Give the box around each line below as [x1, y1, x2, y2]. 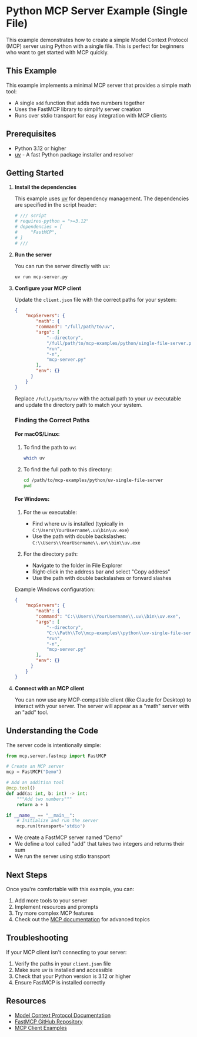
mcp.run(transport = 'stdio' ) [16, 823, 85, 829]
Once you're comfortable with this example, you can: [6, 885, 134, 892]
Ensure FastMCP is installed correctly [14, 979, 106, 986]
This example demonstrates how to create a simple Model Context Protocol [6, 36, 189, 43]
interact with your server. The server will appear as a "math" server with [14, 702, 190, 709]
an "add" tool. [14, 709, 49, 716]
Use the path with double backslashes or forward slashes [32, 574, 172, 581]
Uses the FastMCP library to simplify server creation [14, 105, 142, 113]
